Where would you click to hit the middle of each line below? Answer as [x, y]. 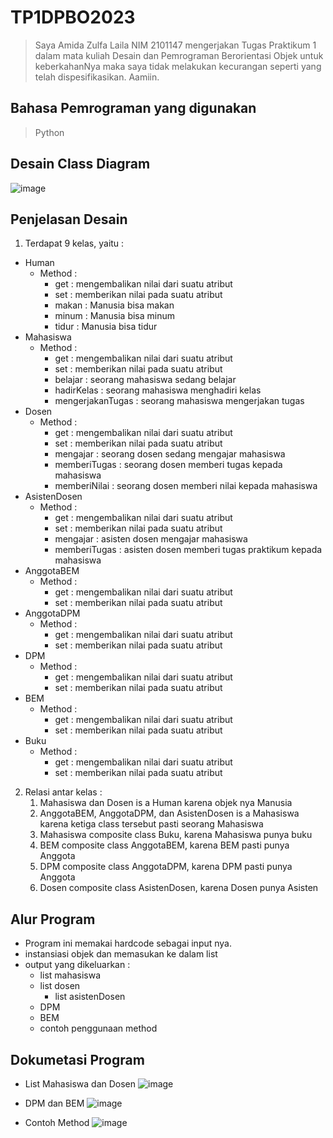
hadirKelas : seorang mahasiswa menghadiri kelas [158, 390]
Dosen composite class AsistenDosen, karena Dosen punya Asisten [179, 888]
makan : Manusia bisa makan [114, 305]
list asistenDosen [90, 997]
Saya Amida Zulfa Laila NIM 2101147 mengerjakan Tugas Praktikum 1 [175, 45]
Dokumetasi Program [77, 1059]
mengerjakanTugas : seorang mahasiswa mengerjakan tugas [179, 401]
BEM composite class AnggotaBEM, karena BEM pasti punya [164, 845]
